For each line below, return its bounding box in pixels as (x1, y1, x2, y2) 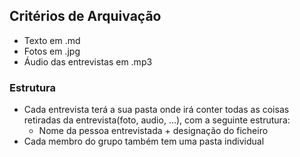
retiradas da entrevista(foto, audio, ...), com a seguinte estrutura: (23, 114, 291, 126)
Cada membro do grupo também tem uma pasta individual (23, 135, 265, 148)
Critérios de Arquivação (9, 8, 162, 25)
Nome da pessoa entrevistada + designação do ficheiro (38, 125, 269, 137)
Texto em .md (23, 34, 81, 46)
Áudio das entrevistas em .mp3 (23, 55, 153, 68)
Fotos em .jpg (23, 45, 81, 57)
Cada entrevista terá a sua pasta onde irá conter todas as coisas (23, 104, 290, 116)
